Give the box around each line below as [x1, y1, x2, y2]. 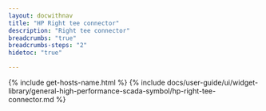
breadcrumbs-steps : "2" [8, 42, 88, 50]
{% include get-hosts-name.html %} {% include [8, 77, 165, 87]
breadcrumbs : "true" [8, 34, 77, 42]
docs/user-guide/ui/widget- [166, 77, 258, 87]
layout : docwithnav [8, 11, 73, 20]
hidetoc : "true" [8, 49, 62, 57]
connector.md [8, 95, 54, 104]
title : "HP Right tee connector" [8, 19, 120, 27]
